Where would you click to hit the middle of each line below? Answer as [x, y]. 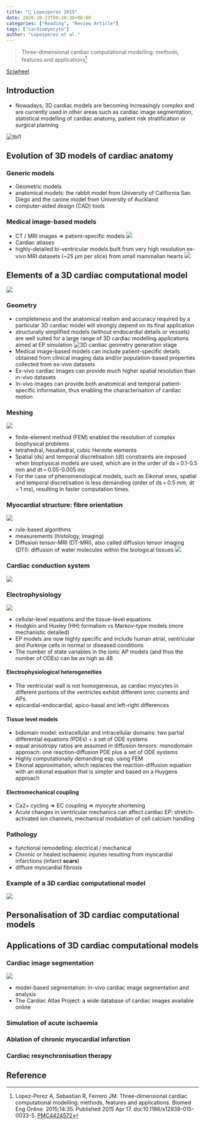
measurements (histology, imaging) [59, 536]
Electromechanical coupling [43, 792]
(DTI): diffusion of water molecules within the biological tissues [94, 550]
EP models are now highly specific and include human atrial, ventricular [105, 638]
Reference [27, 1076]
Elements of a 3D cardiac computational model [97, 275]
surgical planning [37, 125]
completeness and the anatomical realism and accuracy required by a [103, 319]
